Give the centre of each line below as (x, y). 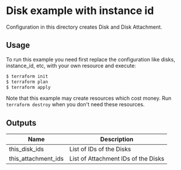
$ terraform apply (28, 87)
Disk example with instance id (80, 11)
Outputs (21, 123)
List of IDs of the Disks (100, 149)
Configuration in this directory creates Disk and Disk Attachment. (84, 27)
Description (117, 140)
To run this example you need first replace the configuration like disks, (90, 59)
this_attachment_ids (36, 159)
